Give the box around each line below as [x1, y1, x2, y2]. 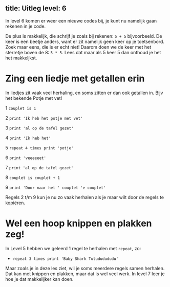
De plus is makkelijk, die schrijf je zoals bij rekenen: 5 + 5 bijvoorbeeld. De [5, 33, 162, 39]
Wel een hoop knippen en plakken [5, 217, 152, 229]
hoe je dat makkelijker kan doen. [5, 276, 74, 282]
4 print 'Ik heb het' [5, 135, 51, 141]
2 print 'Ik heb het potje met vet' [5, 115, 83, 121]
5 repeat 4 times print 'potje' [5, 144, 74, 150]
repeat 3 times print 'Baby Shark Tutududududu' [12, 256, 119, 261]
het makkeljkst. [5, 55, 37, 61]
